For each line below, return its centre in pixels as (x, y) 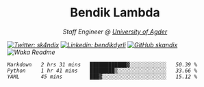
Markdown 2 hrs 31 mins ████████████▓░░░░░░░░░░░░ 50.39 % (102, 64)
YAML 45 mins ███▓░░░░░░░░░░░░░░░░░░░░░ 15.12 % (102, 77)
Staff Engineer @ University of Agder (115, 32)
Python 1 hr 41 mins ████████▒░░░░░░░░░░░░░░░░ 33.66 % (102, 71)
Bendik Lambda (115, 13)
